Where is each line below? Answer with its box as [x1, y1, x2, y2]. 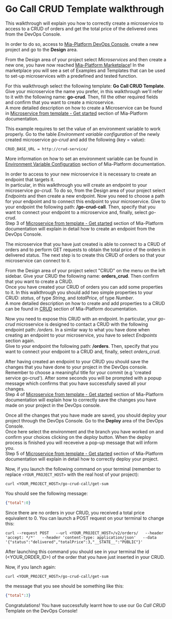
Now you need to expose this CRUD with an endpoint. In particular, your [5, 315, 157, 322]
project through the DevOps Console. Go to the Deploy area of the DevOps [5, 417, 164, 423]
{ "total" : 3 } [5, 593, 31, 598]
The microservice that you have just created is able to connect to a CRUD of [5, 241, 166, 247]
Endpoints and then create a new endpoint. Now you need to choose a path [5, 192, 165, 199]
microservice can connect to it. [5, 257, 71, 263]
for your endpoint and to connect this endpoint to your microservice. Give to [5, 198, 166, 204]
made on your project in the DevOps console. [5, 402, 101, 408]
